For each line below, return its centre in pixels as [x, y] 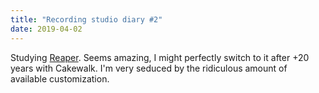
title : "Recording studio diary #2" [86, 19]
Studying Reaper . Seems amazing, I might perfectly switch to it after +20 [160, 57]
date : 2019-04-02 [46, 29]
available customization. [60, 78]
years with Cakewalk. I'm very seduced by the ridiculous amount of [149, 68]
